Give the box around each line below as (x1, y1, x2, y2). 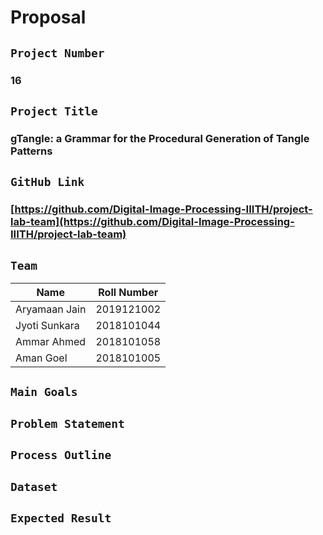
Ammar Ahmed (15, 334, 87, 348)
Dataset (10, 479, 58, 494)
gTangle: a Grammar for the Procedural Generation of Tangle (10, 131, 310, 145)
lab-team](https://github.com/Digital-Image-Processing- (10, 215, 295, 229)
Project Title (10, 104, 98, 118)
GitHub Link (10, 175, 85, 190)
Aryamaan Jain (15, 302, 87, 316)
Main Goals (10, 385, 78, 400)
